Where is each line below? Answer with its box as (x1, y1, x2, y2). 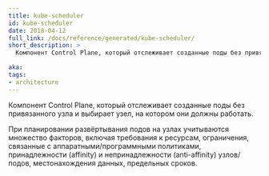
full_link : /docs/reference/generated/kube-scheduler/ (8, 34, 195, 42)
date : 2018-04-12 (8, 26, 66, 34)
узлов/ (218, 150, 241, 159)
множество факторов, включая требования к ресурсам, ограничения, (8, 133, 250, 142)
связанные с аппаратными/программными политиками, (8, 141, 202, 150)
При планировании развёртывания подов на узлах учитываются (8, 124, 230, 134)
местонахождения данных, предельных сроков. (33, 158, 198, 168)
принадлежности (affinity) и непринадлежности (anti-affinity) (8, 150, 217, 159)
